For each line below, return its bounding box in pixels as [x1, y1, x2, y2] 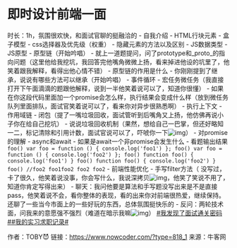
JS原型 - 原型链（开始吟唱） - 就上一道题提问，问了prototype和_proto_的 [7, 49, 219, 57]
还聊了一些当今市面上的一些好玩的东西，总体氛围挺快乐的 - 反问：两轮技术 [7, 199, 224, 208]
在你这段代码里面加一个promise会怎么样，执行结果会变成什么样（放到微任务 [7, 93, 229, 101]
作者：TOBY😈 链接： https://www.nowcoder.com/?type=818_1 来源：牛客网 [7, 232, 226, 241]
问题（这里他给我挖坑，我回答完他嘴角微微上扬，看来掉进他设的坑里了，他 [13, 57, 230, 66]
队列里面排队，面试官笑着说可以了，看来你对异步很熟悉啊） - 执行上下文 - [7, 102, 222, 110]
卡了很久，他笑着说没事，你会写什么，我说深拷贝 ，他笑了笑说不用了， [7, 173, 229, 182]
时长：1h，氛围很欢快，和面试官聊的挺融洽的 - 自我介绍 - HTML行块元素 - [7, 31, 221, 40]
